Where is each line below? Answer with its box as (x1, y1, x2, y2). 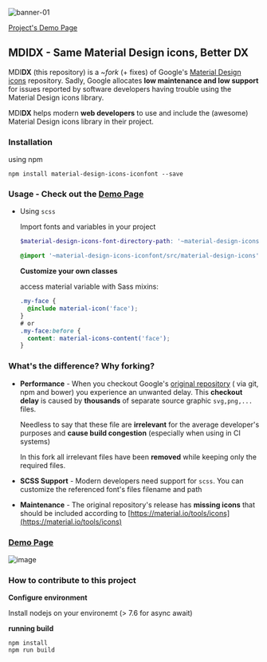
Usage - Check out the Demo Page (8, 188, 144, 199)
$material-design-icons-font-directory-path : (19, 238, 174, 246)
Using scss (19, 207, 56, 216)
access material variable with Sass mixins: (19, 282, 159, 291)
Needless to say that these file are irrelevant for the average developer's (19, 420, 260, 429)
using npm (8, 155, 43, 164)
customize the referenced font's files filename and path (19, 484, 202, 494)
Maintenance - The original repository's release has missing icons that (19, 499, 256, 510)
